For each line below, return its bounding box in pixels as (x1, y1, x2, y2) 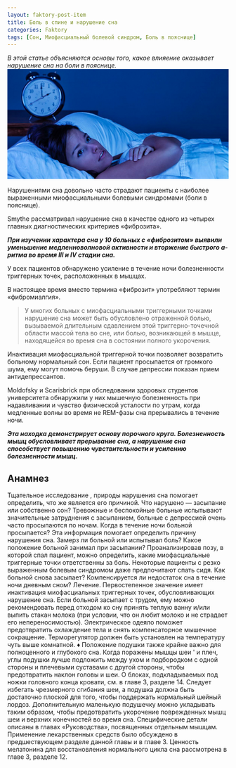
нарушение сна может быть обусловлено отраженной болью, (24, 314, 211, 323)
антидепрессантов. (7, 373, 65, 381)
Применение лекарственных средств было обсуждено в (7, 730, 178, 738)
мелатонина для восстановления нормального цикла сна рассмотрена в (7, 745, 227, 754)
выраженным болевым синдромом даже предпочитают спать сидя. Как (7, 566, 225, 575)
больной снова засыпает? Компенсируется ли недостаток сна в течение (7, 573, 226, 582)
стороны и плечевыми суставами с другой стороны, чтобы (7, 663, 185, 672)
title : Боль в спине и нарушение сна (7, 18, 118, 26)
